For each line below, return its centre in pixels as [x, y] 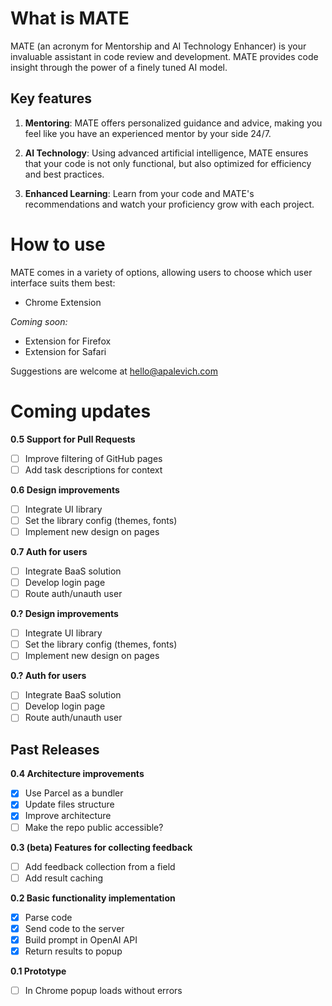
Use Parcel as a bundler [74, 793]
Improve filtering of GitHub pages [93, 458]
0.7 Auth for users [49, 551]
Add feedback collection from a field [100, 866]
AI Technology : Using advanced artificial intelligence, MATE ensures [166, 153]
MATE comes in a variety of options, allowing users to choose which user [161, 272]
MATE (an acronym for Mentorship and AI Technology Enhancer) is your [158, 46]
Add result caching [64, 878]
